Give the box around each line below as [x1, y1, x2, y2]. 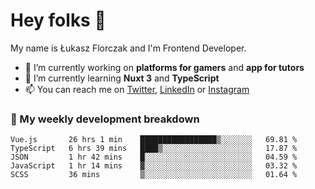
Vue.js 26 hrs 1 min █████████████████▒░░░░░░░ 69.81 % [10, 135, 298, 145]
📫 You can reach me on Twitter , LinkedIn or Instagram [24, 83, 250, 95]
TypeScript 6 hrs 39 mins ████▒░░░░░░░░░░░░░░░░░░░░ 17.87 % [10, 144, 298, 154]
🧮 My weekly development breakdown [10, 112, 200, 126]
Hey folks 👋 [10, 9, 107, 32]
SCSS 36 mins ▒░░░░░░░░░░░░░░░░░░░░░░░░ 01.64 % [10, 170, 298, 180]
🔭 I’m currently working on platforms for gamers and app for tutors [24, 61, 305, 73]
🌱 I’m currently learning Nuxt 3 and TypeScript [24, 72, 220, 84]
